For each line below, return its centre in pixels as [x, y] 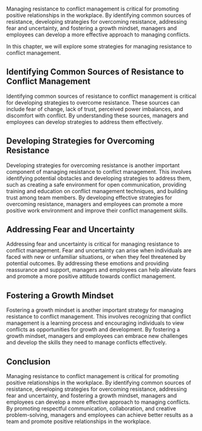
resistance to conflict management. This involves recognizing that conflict [99, 317]
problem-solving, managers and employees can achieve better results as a [99, 415]
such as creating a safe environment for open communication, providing [96, 184]
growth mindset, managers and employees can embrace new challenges [97, 336]
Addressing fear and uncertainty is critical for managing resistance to [93, 244]
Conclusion [29, 361]
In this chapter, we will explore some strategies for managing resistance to [99, 46]
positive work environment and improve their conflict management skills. [97, 210]
